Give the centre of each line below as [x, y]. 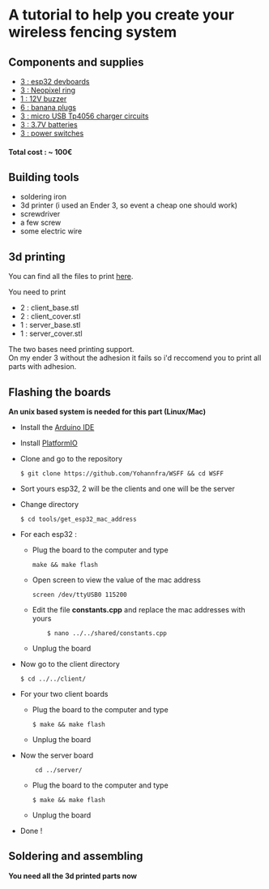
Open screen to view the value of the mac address [116, 580]
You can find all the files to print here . [71, 277]
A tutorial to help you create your [122, 15]
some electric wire [51, 231]
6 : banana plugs [48, 107]
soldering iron [43, 197]
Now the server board [57, 755]
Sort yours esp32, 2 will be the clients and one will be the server [127, 489]
